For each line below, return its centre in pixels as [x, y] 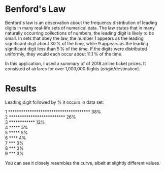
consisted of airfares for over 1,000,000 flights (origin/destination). [73, 69]
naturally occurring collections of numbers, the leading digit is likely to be [80, 33]
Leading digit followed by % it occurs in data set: [55, 102]
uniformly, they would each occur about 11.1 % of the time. [64, 54]
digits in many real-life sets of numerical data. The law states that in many [80, 28]
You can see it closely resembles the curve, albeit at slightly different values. [83, 163]
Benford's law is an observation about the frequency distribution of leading [81, 23]
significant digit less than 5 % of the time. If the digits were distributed [76, 49]
